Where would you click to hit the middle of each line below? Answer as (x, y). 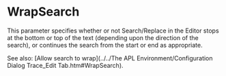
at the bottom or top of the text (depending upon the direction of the (103, 37)
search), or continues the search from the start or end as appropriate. (105, 45)
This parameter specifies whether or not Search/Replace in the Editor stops (113, 31)
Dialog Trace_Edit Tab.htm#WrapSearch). (66, 65)
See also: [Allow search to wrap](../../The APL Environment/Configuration (110, 58)
